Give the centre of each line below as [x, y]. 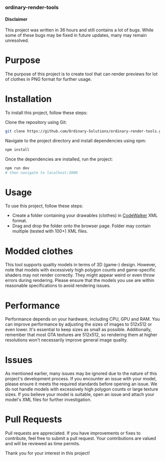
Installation [28, 99]
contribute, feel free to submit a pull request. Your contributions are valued [81, 438]
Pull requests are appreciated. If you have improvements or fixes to [73, 433]
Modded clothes [39, 251]
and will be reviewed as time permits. [43, 444]
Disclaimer [16, 19]
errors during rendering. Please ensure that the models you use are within [80, 280]
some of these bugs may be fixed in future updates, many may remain [76, 35]
